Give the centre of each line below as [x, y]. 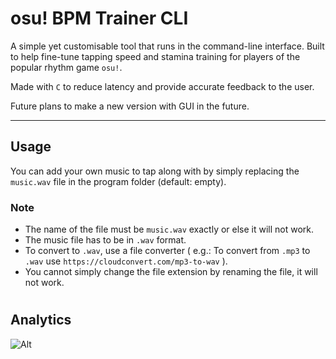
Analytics [41, 320]
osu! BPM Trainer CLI [99, 18]
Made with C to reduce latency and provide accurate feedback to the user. [162, 86]
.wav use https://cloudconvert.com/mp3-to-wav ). [126, 261]
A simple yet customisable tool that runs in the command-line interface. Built [167, 46]
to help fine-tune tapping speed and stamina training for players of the [155, 56]
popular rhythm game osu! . [66, 67]
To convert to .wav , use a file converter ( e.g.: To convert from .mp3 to [167, 251]
